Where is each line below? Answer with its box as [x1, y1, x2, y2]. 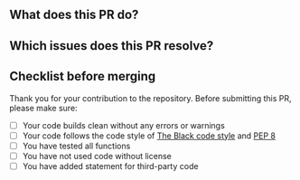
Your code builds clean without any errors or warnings [22, 119, 226, 130]
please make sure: [9, 102, 79, 113]
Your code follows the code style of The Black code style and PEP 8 [22, 130, 276, 141]
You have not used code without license [22, 150, 172, 161]
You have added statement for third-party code [22, 160, 199, 171]
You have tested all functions [22, 140, 131, 151]
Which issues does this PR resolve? [9, 38, 214, 53]
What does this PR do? [9, 7, 139, 23]
